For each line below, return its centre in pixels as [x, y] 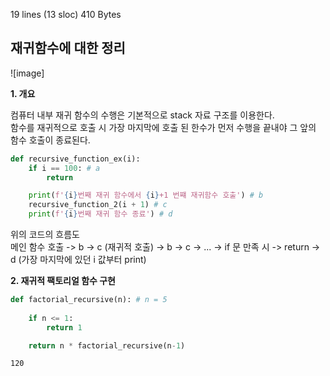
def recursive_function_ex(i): [75, 159]
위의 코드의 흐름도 [45, 235]
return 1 [64, 327]
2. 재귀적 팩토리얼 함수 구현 [63, 281]
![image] [27, 73]
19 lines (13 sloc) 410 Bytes [66, 14]
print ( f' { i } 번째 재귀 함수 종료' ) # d [100, 214]
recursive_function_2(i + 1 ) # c [98, 205]
